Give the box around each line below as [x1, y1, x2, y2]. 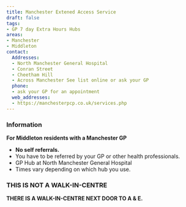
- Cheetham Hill [12, 72, 53, 78]
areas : [6, 32, 23, 38]
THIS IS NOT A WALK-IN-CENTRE [6, 181, 108, 189]
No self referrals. [15, 146, 60, 153]
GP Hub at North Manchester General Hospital [15, 159, 132, 166]
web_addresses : [12, 94, 51, 100]
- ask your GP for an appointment [12, 89, 100, 95]
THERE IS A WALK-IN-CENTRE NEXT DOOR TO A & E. [6, 195, 143, 202]
